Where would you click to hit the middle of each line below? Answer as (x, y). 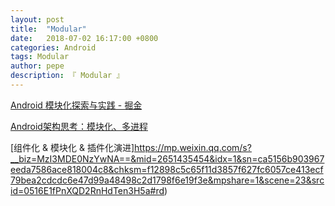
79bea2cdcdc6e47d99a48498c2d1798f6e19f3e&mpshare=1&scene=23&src (167, 180)
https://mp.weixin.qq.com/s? (193, 147)
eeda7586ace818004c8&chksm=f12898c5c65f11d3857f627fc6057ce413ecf (167, 169)
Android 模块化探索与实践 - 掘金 (76, 105)
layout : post (37, 19)
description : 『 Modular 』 (67, 76)
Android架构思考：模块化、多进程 (79, 126)
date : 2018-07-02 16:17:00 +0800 (84, 38)
